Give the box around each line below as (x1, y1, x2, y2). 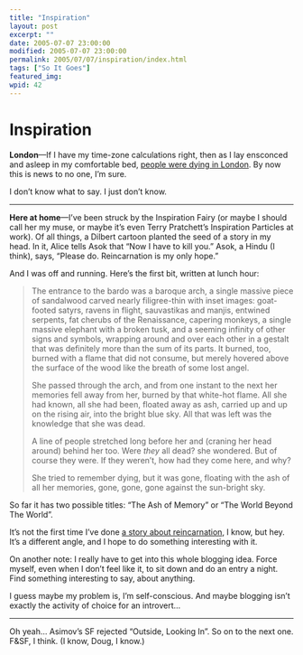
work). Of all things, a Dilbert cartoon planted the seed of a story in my (9, 231, 271, 242)
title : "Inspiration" (9, 13, 91, 23)
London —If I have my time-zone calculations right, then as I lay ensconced (9, 149, 289, 160)
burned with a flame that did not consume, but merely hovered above (31, 352, 289, 363)
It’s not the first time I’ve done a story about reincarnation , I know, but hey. (9, 526, 286, 538)
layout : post (9, 22, 59, 31)
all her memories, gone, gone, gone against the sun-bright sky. (31, 482, 266, 492)
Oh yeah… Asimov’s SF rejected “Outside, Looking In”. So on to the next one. (9, 625, 294, 637)
